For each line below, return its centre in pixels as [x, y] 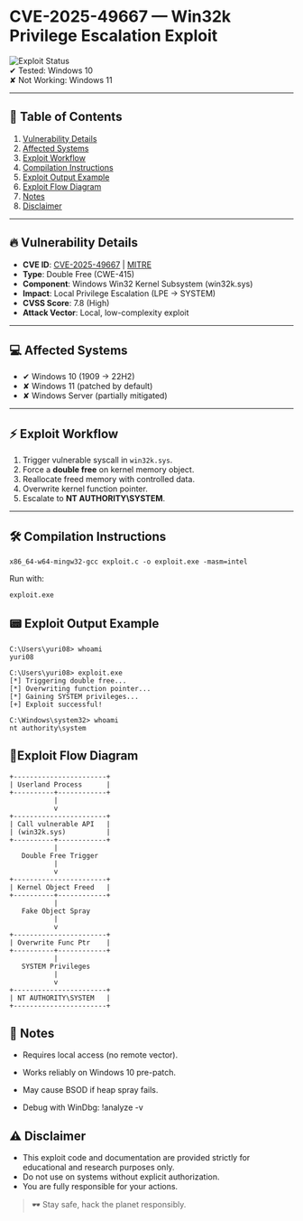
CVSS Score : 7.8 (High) [66, 303]
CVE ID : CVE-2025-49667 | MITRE [87, 265]
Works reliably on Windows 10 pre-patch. [99, 1073]
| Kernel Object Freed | [60, 887]
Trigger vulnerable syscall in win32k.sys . [97, 460]
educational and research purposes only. [98, 1168]
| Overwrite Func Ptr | [60, 942]
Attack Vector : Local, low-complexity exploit [106, 312]
